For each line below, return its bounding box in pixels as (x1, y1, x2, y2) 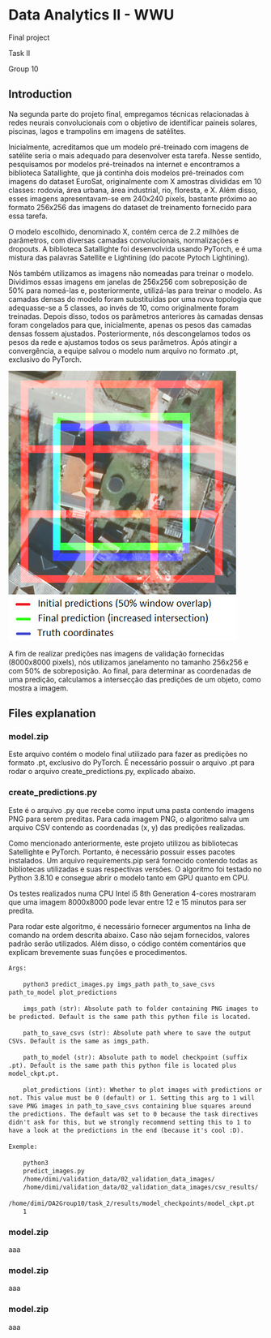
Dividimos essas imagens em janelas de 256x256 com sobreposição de (8, 277, 248, 286)
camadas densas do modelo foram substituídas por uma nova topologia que (8, 294, 262, 303)
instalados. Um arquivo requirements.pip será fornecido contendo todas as (8, 855, 258, 865)
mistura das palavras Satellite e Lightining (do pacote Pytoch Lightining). (8, 252, 250, 262)
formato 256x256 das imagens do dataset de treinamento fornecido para (8, 202, 252, 212)
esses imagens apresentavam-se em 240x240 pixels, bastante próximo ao (8, 193, 257, 204)
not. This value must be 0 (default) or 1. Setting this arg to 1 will (8, 1094, 255, 1102)
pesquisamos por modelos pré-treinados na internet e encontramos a (8, 159, 240, 169)
